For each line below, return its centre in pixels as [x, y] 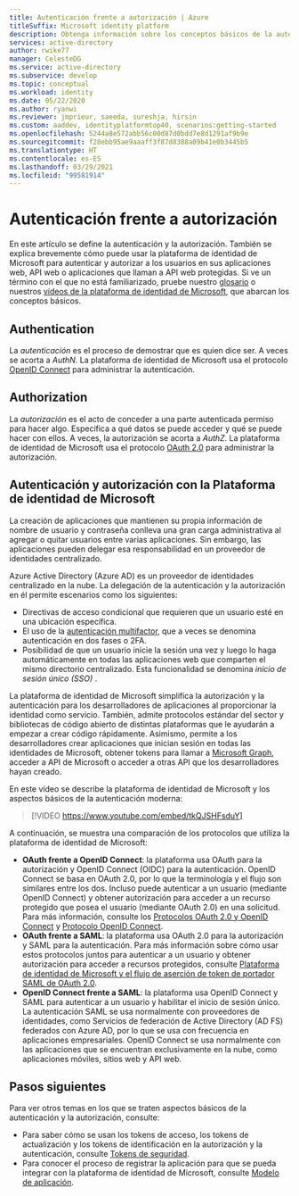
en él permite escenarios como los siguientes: [93, 594]
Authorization [48, 398]
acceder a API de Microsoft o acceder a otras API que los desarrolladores [144, 762]
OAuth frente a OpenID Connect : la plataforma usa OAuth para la [142, 860]
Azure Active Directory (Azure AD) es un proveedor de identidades [132, 576]
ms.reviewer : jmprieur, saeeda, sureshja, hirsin [103, 117]
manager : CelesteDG [45, 59]
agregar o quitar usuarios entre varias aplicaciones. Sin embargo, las [135, 539]
